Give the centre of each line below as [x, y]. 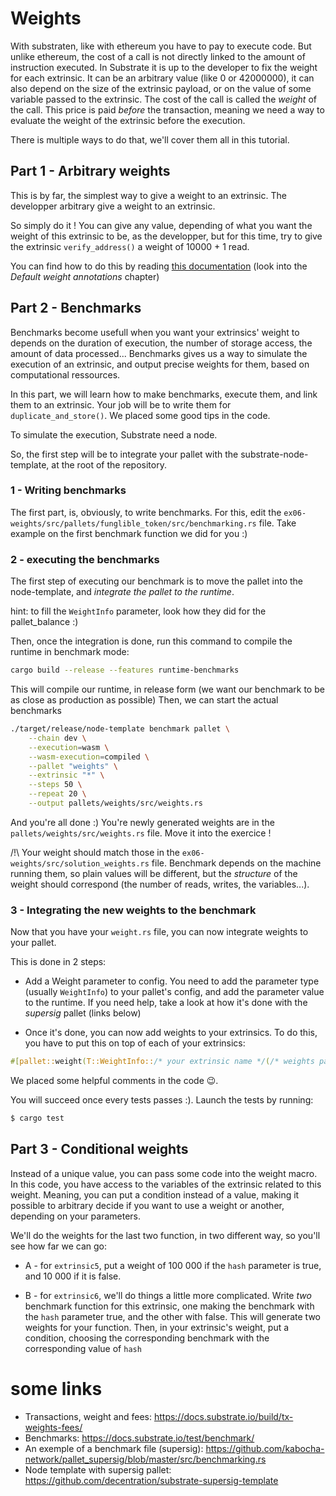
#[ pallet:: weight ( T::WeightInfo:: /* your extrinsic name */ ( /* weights [162, 1062]
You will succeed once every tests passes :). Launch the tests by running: [162, 1100]
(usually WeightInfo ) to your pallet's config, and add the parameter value [174, 992]
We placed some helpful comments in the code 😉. [114, 1081]
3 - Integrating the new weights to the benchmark [133, 910]
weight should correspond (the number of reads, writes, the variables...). [160, 884]
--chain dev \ [57, 738]
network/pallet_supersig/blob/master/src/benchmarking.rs [145, 1459]
